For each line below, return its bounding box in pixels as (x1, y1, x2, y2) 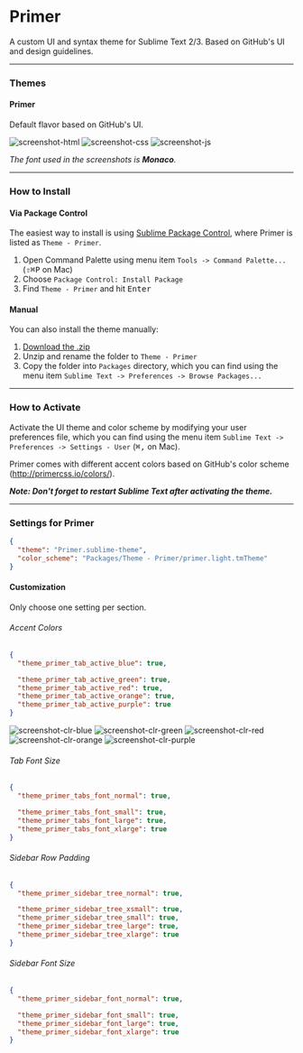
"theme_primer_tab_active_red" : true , (17, 683, 164, 692)
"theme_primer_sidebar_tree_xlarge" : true (17, 930, 179, 939)
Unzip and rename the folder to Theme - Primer (22, 351, 197, 362)
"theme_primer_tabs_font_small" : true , (17, 808, 168, 817)
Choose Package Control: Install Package (22, 273, 183, 285)
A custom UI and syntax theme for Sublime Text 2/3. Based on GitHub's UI (9, 36, 286, 47)
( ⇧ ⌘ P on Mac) (22, 264, 74, 275)
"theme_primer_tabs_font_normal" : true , (17, 791, 171, 800)
